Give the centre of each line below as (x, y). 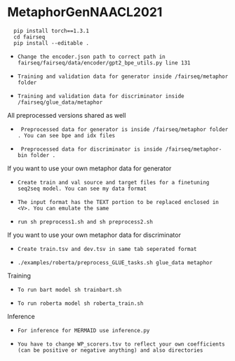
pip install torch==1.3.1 (52, 31)
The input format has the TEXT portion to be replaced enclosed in (118, 202)
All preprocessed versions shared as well (67, 115)
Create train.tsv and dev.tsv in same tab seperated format (107, 249)
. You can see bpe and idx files (66, 135)
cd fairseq (29, 37)
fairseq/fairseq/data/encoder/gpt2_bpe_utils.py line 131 (104, 63)
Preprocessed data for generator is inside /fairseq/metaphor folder (125, 129)
